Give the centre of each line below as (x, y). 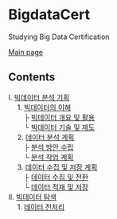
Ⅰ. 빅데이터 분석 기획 (39, 97)
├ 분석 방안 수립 (49, 147)
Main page (26, 52)
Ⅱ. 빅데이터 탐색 (33, 197)
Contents (32, 77)
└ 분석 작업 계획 (49, 157)
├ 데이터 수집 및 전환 (56, 177)
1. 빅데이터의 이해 (44, 107)
